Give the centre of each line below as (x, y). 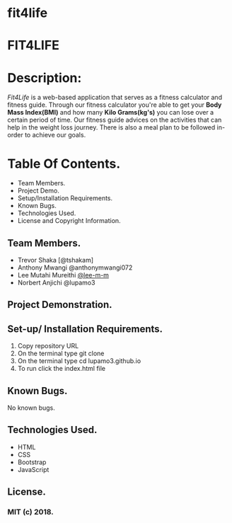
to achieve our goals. (55, 135)
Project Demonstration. (60, 305)
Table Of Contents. (64, 163)
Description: (45, 77)
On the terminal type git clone (61, 354)
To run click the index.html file (62, 369)
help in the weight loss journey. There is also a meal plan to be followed (111, 127)
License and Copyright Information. (69, 221)
